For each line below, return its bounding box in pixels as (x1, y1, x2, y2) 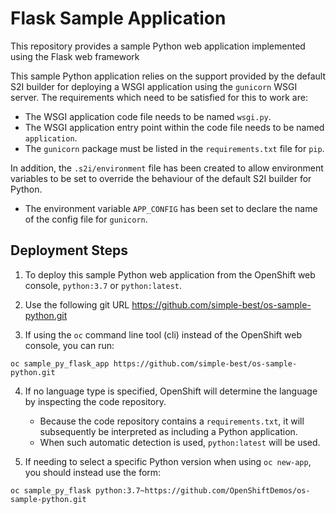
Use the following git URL (24, 298, 130, 311)
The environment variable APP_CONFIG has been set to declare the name (24, 202, 318, 214)
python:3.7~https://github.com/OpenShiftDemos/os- (95, 485, 311, 496)
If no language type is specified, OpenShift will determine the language (24, 385, 318, 397)
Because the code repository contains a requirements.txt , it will (39, 415, 305, 427)
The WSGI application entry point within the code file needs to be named (24, 121, 325, 133)
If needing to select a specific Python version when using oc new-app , (24, 455, 312, 467)
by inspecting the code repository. (24, 395, 167, 407)
